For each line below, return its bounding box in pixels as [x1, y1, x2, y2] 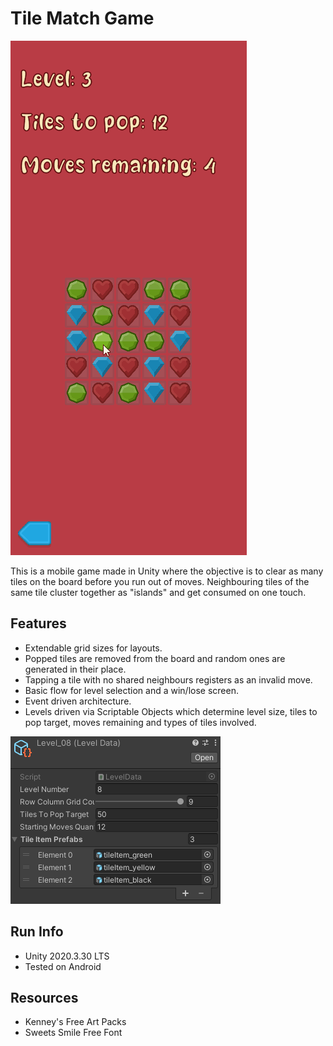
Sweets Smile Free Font [24, 1027, 123, 1039]
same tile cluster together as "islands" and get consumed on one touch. [10, 586, 307, 598]
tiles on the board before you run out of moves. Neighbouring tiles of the [10, 575, 310, 587]
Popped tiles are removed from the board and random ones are [24, 652, 286, 664]
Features [10, 615, 67, 632]
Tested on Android [24, 960, 102, 972]
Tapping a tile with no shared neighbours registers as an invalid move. [24, 673, 313, 686]
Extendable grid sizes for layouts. [24, 642, 163, 654]
